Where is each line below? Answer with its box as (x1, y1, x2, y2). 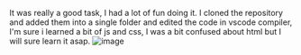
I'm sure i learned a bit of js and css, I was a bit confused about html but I (9, 27, 282, 36)
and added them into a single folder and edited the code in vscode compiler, (9, 17, 293, 27)
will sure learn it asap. (9, 35, 91, 46)
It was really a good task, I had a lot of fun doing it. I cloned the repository (9, 8, 284, 18)
